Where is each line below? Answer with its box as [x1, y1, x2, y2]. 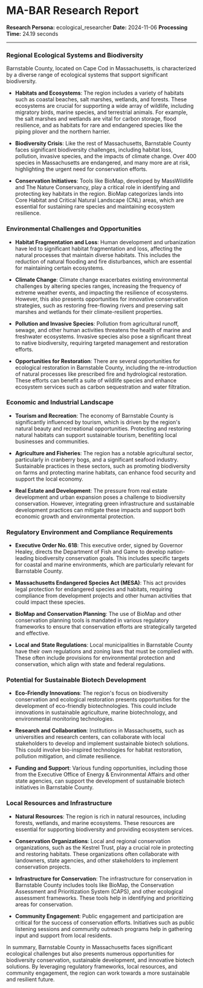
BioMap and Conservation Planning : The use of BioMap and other [14, 610, 182, 618]
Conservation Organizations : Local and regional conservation [14, 837, 171, 844]
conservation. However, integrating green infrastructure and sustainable [14, 499, 195, 507]
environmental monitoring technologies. [14, 715, 115, 723]
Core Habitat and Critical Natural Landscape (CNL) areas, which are [14, 196, 184, 204]
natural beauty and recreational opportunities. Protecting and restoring [14, 425, 192, 432]
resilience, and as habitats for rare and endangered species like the [14, 122, 183, 129]
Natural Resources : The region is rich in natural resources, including [14, 813, 186, 820]
